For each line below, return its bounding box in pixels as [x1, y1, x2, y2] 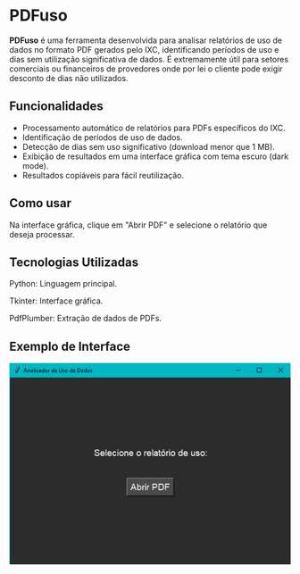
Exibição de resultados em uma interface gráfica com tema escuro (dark [21, 151, 289, 162]
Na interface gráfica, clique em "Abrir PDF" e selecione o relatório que [9, 220, 268, 230]
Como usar [9, 195, 72, 211]
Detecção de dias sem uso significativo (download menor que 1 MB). [21, 141, 275, 152]
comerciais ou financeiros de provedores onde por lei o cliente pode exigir [9, 63, 283, 74]
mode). [21, 160, 49, 171]
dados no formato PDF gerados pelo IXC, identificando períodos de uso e [9, 44, 279, 54]
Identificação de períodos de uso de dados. [21, 131, 183, 143]
